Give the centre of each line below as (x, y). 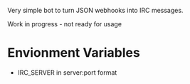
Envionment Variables (74, 53)
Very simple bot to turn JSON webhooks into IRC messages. (95, 10)
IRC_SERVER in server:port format (67, 72)
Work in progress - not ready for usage (65, 24)
